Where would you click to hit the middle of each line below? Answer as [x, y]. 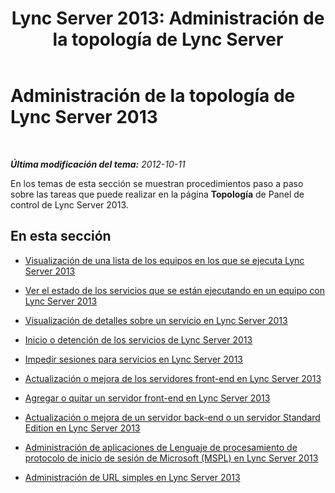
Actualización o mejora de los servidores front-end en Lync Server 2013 [173, 378]
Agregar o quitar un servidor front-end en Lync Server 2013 [147, 398]
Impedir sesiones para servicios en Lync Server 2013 [133, 359]
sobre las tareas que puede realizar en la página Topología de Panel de [157, 194]
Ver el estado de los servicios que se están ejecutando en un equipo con [174, 290]
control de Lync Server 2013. [69, 204]
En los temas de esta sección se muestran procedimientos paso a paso [157, 183]
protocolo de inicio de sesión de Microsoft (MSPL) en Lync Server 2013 [171, 458]
